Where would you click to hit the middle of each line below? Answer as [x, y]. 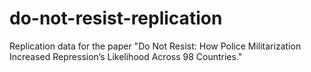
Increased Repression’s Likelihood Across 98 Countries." [126, 56]
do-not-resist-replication [116, 18]
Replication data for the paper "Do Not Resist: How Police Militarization [155, 46]
